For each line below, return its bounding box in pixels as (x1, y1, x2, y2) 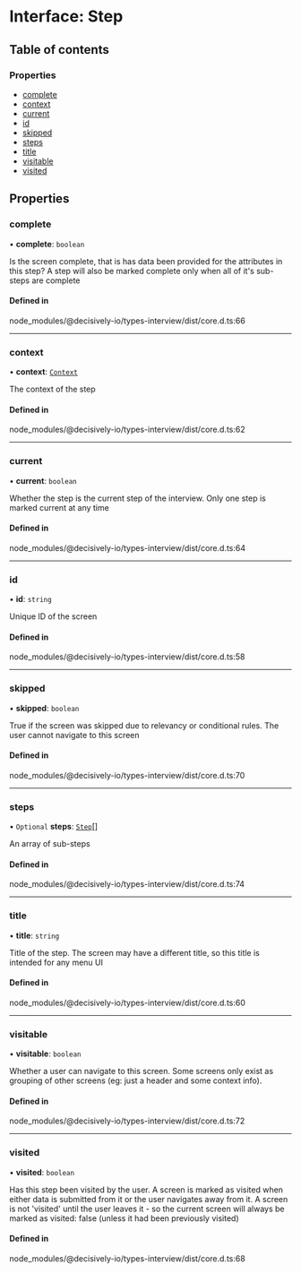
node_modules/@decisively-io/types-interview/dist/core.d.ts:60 (9, 997, 246, 1008)
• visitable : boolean (9, 1048, 82, 1059)
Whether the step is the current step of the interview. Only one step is (9, 493, 266, 503)
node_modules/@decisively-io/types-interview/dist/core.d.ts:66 (9, 315, 246, 326)
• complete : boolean (9, 238, 85, 249)
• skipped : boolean (9, 702, 80, 713)
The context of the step (9, 383, 96, 395)
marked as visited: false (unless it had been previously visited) (9, 1212, 239, 1224)
